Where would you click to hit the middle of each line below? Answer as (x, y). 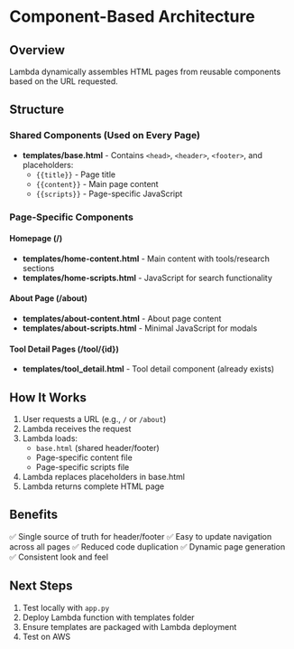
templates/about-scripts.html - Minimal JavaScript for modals (140, 328)
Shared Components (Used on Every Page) (105, 136)
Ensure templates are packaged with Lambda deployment (129, 626)
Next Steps (41, 586)
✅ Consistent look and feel (59, 557)
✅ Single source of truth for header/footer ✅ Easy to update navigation (141, 536)
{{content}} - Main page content (97, 183)
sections (38, 268)
